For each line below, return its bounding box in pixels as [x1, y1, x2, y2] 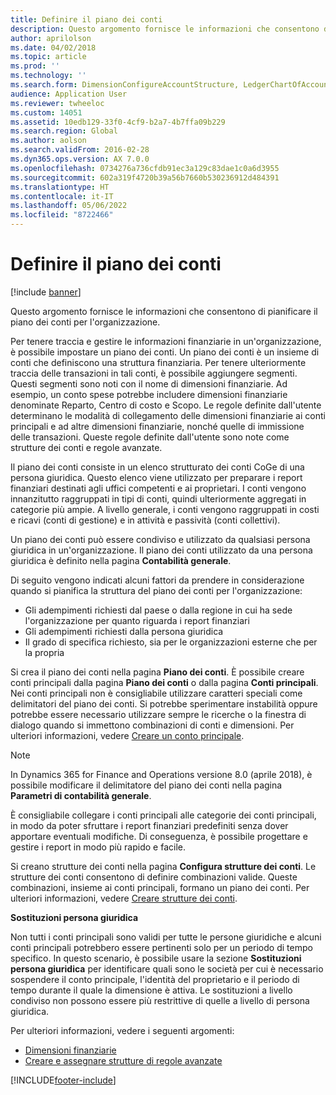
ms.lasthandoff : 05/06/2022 [10, 201, 128, 211]
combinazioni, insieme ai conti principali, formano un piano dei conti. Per [10, 881, 310, 893]
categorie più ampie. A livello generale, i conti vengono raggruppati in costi [10, 503, 320, 515]
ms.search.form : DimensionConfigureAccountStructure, [10, 80, 240, 90]
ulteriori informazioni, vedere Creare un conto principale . [10, 729, 245, 741]
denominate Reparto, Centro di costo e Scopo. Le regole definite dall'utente [10, 399, 322, 411]
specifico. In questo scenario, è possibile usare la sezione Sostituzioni [10, 952, 302, 964]
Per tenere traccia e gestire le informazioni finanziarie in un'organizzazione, [10, 335, 322, 347]
